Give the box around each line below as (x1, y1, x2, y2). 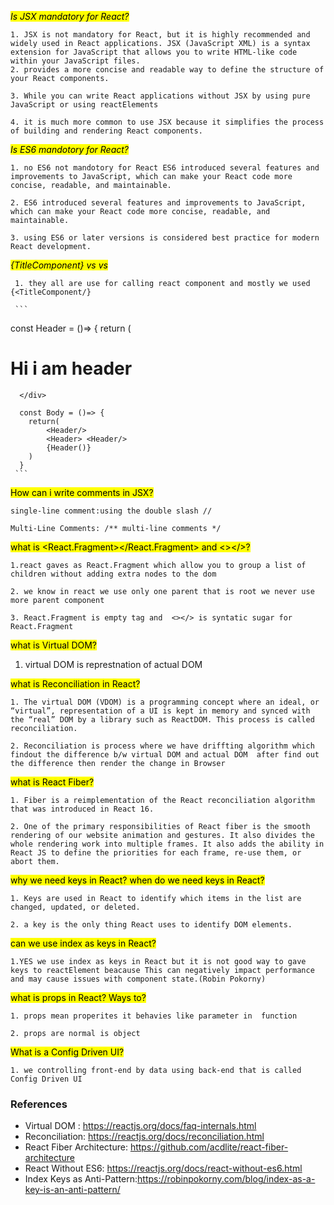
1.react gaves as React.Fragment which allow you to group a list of (10, 560, 307, 570)
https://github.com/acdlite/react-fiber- (129, 1141, 289, 1153)
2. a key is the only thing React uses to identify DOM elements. (10, 919, 293, 930)
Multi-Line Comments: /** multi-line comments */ (10, 523, 222, 533)
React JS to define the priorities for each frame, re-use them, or (10, 847, 302, 858)
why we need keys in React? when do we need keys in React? (10, 874, 265, 886)
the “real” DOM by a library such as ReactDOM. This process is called (10, 714, 315, 725)
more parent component (10, 595, 105, 605)
